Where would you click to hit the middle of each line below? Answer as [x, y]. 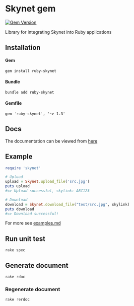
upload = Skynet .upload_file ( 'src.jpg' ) [48, 182]
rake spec [15, 250]
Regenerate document [33, 289]
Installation [23, 48]
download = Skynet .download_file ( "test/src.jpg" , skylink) [67, 204]
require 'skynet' [23, 168]
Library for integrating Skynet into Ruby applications [58, 32]
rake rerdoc [17, 300]
